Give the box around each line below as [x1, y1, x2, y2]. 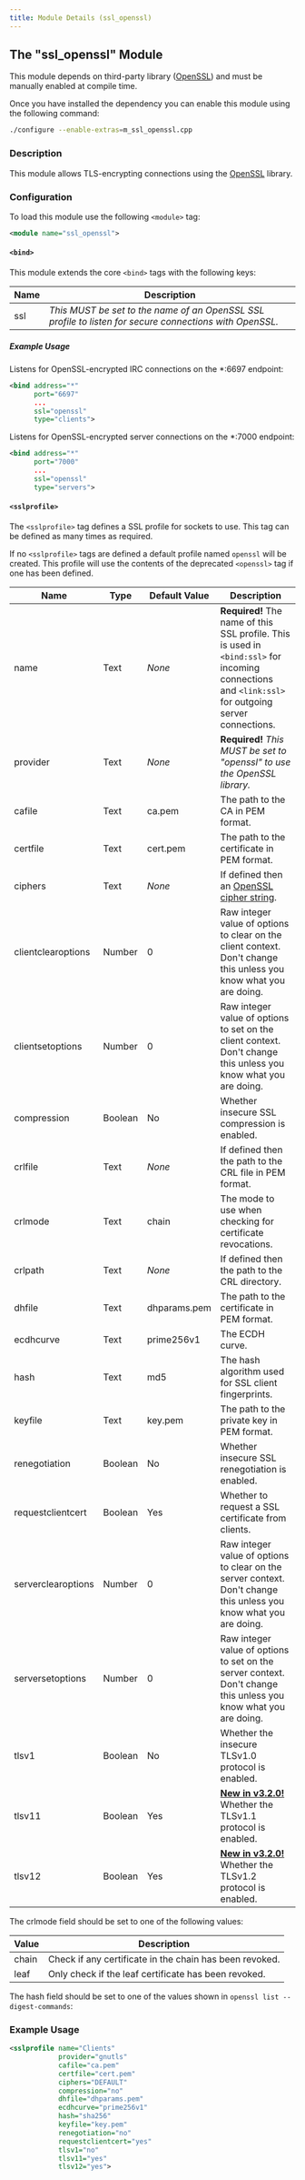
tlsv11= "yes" [57, 2154, 107, 2163]
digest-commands [9, 2002, 71, 2011]
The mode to [220, 1192, 275, 1205]
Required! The [220, 604, 283, 617]
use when [220, 1203, 262, 1216]
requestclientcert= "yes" [57, 2136, 152, 2146]
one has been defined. [9, 568, 93, 578]
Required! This [220, 733, 284, 746]
